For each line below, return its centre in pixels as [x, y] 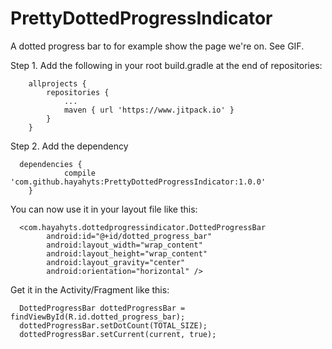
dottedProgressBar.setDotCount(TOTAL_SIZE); [113, 325]
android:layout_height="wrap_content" [127, 253]
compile [80, 173]
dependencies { [51, 164]
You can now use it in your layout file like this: [104, 209]
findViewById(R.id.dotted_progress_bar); [98, 317]
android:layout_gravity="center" [116, 262]
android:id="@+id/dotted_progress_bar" [129, 236]
